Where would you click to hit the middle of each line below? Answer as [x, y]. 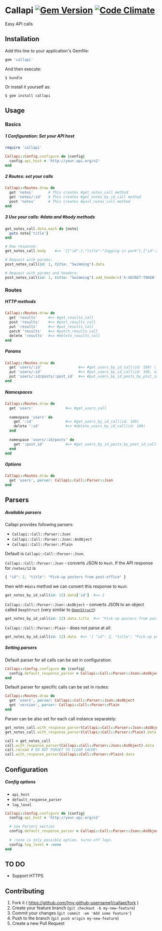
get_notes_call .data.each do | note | [42, 229]
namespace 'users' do [31, 417]
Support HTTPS [28, 876]
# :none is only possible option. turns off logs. [61, 840]
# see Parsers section [32, 827]
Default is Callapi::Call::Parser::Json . [45, 554]
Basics [13, 124]
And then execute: [23, 69]
